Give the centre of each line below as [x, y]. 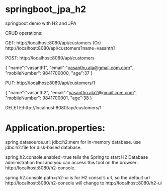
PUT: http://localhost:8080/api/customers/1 [50, 83]
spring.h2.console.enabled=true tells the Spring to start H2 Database [77, 157]
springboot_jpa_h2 [46, 9]
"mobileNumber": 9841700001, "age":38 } [49, 98]
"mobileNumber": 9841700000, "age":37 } [49, 73]
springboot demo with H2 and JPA [41, 23]
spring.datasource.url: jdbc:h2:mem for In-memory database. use [73, 142]
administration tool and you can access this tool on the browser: [72, 162]
